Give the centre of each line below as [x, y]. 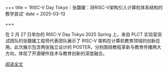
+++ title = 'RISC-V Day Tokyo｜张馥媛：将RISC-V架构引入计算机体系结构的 [84, 7]
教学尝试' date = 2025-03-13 [35, 14]
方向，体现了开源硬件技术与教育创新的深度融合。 [56, 53]
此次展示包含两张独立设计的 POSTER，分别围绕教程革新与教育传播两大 [88, 47]
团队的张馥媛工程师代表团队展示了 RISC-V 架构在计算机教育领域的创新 [82, 41]
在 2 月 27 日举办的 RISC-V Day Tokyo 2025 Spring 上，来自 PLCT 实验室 [81, 34]
